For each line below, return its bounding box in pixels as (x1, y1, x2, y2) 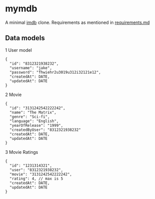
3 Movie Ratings (5, 149, 38, 155)
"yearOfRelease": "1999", (9, 123, 64, 128)
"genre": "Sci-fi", (9, 114, 50, 119)
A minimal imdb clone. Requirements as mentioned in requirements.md (5, 19, 150, 25)
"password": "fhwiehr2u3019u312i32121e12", (9, 70, 101, 75)
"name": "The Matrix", (9, 110, 57, 115)
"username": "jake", (9, 65, 52, 70)
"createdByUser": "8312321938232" (9, 127, 81, 132)
